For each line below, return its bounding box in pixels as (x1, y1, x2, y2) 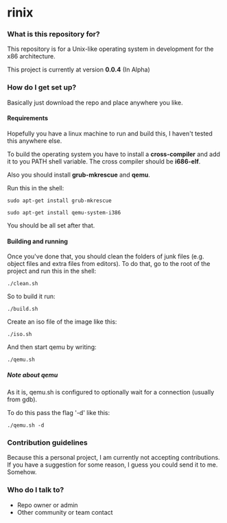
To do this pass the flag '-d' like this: (7, 409, 110, 417)
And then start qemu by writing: (7, 343, 97, 351)
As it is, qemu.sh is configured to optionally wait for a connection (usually (7, 388, 215, 397)
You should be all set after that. (7, 221, 95, 230)
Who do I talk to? (7, 485, 64, 495)
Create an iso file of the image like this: (7, 318, 117, 326)
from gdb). (7, 395, 38, 403)
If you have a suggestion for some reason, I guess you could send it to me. (7, 460, 218, 469)
